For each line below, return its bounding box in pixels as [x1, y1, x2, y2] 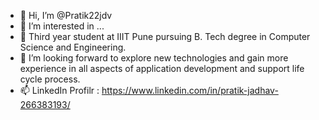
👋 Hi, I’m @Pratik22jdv [19, 10, 113, 21]
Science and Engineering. [19, 41, 127, 53]
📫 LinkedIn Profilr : [19, 85, 100, 96]
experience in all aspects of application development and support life [19, 63, 305, 74]
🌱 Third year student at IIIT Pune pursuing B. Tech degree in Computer [19, 31, 311, 42]
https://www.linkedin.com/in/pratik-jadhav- [101, 85, 279, 96]
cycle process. [19, 73, 81, 85]
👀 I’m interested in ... [19, 20, 105, 32]
